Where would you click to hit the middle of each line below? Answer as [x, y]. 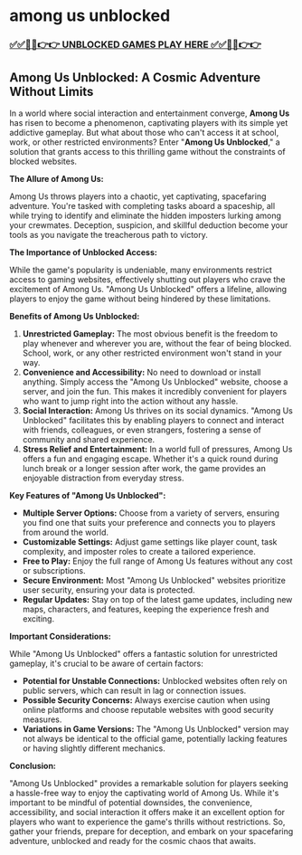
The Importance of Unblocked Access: [84, 252]
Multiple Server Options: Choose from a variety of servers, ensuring [151, 513]
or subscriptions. [54, 570]
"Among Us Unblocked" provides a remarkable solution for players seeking [149, 783]
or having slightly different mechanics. [94, 748]
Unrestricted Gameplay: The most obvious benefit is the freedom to [150, 333]
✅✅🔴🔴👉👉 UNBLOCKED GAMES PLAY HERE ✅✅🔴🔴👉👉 [136, 44]
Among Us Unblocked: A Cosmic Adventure [135, 77]
